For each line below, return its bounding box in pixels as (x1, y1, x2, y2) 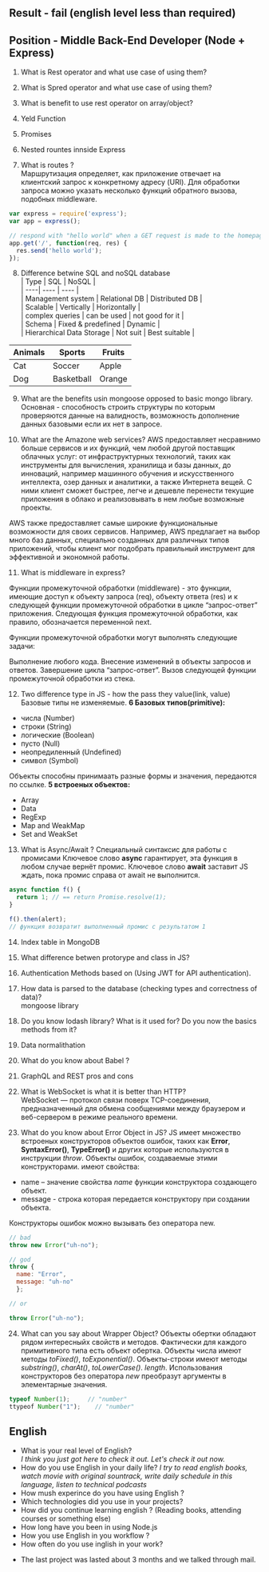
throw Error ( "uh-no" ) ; (9, 1314, 85, 1322)
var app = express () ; (9, 218, 81, 226)
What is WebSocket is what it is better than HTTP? (20, 1086, 187, 1096)
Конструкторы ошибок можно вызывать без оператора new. (9, 1218, 216, 1227)
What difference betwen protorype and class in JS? (20, 952, 190, 962)
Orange (99, 374, 128, 385)
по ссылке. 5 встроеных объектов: (9, 780, 131, 790)
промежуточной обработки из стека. (9, 674, 136, 683)
